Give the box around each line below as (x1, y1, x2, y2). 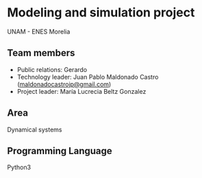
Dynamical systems (7, 125, 62, 133)
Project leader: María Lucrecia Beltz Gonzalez (16, 87, 147, 95)
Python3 (7, 163, 31, 172)
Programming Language (7, 145, 113, 157)
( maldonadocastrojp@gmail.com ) (16, 80, 112, 88)
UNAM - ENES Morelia (7, 27, 71, 36)
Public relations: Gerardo (16, 65, 88, 73)
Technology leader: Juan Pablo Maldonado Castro (16, 73, 159, 81)
